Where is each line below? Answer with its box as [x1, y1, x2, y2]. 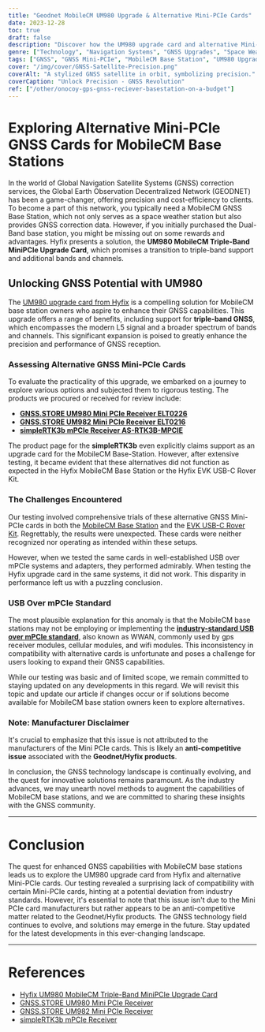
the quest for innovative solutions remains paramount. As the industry [8, 776, 235, 785]
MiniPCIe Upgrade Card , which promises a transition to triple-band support [8, 245, 254, 255]
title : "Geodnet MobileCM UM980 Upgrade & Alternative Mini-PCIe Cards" [8, 11, 252, 20]
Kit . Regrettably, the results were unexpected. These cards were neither [8, 529, 242, 538]
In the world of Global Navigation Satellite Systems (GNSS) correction [8, 178, 234, 188]
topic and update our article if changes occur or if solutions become [8, 689, 230, 699]
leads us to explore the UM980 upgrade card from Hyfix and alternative [8, 870, 241, 880]
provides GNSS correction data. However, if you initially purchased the [8, 220, 237, 229]
